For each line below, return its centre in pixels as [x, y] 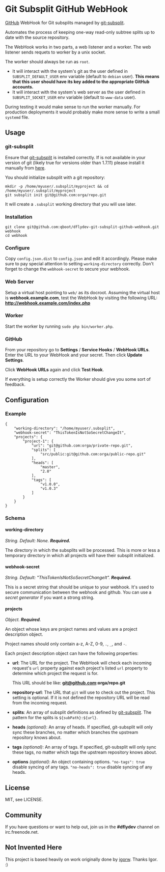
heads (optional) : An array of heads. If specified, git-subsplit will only [82, 727]
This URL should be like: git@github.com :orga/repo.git [69, 683]
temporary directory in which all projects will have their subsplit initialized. [80, 555]
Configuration [27, 400]
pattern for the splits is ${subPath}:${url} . [55, 718]
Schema [15, 518]
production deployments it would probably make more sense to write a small [82, 112]
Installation [19, 217]
